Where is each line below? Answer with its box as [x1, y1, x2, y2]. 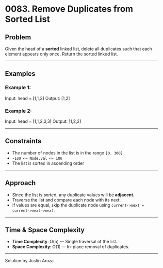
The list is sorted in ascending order [12, 160, 84, 166]
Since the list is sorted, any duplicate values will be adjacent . [12, 192, 135, 198]
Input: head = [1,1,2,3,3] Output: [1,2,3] [5, 118, 81, 124]
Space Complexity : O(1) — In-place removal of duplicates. [12, 244, 130, 250]
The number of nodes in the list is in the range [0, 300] [12, 150, 123, 156]
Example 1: [5, 84, 31, 91]
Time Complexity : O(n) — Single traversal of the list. [12, 239, 117, 245]
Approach [5, 179, 36, 187]
